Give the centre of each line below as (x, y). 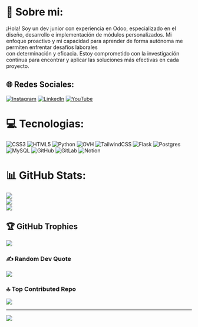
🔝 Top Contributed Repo (41, 289)
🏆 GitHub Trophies (42, 227)
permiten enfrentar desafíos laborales (52, 47)
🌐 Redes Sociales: (40, 85)
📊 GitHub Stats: (46, 175)
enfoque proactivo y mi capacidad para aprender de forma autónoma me (95, 41)
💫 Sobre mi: (35, 12)
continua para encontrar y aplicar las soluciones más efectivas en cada (93, 60)
